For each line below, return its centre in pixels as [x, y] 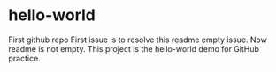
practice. [24, 58]
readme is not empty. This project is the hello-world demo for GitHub [134, 48]
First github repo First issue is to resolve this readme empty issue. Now [138, 40]
